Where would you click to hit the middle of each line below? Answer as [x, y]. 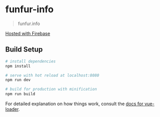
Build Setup [24, 50]
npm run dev [18, 80]
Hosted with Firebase [28, 33]
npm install [18, 66]
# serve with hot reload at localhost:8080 [52, 75]
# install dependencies [31, 61]
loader [12, 109]
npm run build [20, 94]
